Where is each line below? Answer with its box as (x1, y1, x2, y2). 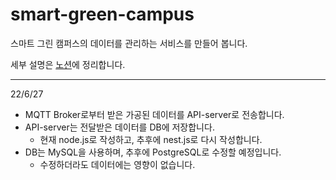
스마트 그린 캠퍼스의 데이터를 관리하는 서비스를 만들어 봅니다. (10, 37, 248, 49)
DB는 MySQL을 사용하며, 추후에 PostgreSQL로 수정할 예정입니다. (24, 146, 282, 158)
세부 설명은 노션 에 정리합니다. (10, 58, 126, 70)
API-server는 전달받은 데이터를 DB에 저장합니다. (24, 121, 215, 133)
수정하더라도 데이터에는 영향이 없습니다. (39, 158, 196, 170)
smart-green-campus (10, 3, 195, 26)
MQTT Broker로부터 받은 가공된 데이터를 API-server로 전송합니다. (24, 108, 285, 120)
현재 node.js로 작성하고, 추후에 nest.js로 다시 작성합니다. (39, 133, 263, 145)
